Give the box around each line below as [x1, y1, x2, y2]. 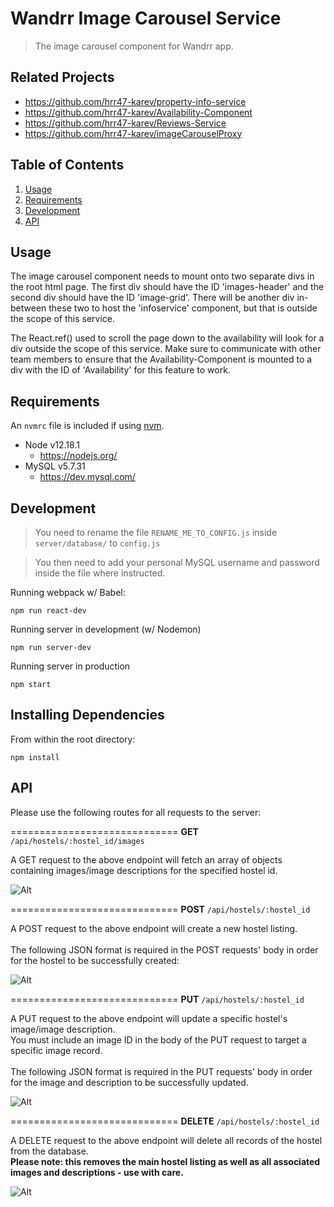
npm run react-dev [10, 606, 87, 616]
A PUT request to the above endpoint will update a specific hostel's [10, 1012, 288, 1024]
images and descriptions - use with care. [10, 1166, 184, 1178]
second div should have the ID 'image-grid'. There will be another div [10, 292, 295, 304]
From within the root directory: [10, 733, 136, 745]
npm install [10, 752, 60, 762]
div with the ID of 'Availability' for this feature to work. [10, 364, 231, 376]
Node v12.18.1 [24, 439, 80, 451]
